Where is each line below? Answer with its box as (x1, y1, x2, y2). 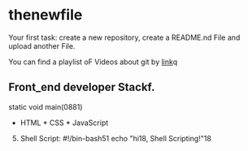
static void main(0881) (8, 101, 83, 111)
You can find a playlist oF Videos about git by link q (8, 57, 177, 67)
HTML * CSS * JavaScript (20, 118, 109, 127)
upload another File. (8, 41, 76, 50)
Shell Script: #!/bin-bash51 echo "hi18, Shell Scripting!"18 (20, 133, 211, 143)
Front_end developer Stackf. (8, 80, 155, 94)
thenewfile (8, 6, 83, 24)
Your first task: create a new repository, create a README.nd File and (8, 32, 241, 42)
